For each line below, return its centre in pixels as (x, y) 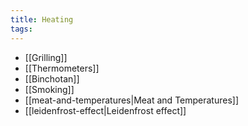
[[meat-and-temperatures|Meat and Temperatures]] (132, 100)
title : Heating (42, 19)
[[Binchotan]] (52, 78)
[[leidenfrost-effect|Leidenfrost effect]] (105, 110)
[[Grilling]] (46, 57)
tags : (21, 29)
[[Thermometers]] (62, 68)
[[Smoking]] (49, 89)
